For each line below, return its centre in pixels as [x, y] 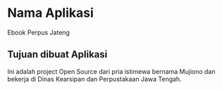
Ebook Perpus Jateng [39, 32]
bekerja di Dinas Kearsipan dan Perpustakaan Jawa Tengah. [94, 79]
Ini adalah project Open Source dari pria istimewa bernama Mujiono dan [111, 71]
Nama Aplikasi [50, 13]
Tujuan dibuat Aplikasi [57, 54]
